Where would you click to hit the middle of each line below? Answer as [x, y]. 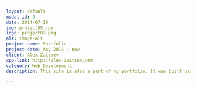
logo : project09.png [31, 33]
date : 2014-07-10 [27, 22]
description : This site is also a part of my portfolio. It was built [94, 71]
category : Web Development [39, 66]
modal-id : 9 [21, 17]
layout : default [26, 11]
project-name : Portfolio [36, 44]
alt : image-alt [25, 38]
